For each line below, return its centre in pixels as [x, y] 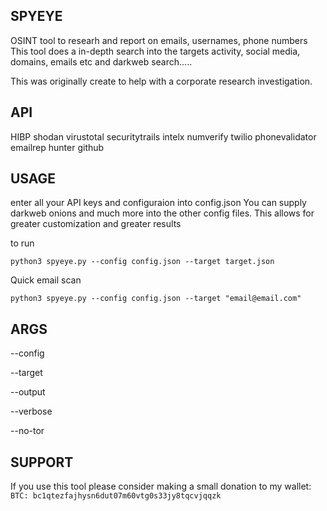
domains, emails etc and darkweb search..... [101, 61]
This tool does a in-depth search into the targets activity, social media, [155, 51]
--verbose [31, 411]
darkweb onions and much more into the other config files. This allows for [162, 213]
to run [22, 243]
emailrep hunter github [57, 147]
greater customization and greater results [96, 224]
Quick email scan [46, 280]
